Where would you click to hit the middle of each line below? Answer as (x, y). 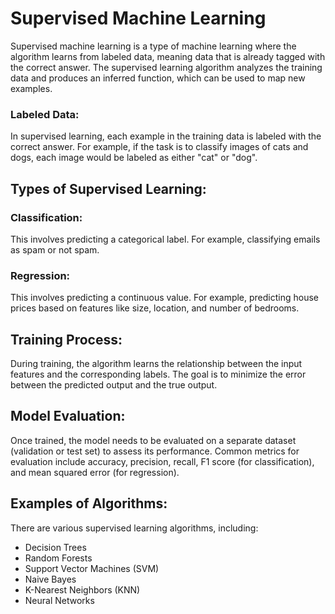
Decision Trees (55, 547)
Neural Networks (59, 600)
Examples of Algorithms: (89, 503)
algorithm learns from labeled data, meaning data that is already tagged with (168, 56)
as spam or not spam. (55, 249)
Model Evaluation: (68, 416)
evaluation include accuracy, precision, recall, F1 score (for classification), (162, 461)
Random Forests (58, 558)
